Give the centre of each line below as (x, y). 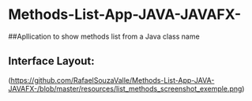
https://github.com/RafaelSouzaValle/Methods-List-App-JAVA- (113, 80)
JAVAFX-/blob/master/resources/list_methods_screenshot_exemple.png (125, 88)
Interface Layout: (51, 61)
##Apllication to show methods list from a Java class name (104, 36)
